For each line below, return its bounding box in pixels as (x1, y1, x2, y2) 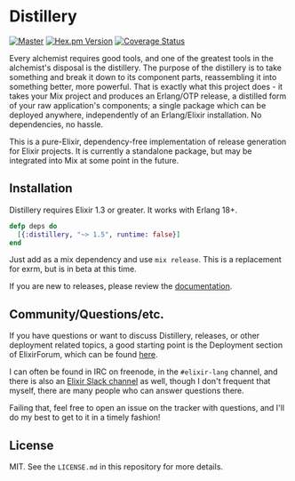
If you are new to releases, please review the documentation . (9, 281, 233, 292)
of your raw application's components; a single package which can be (9, 100, 267, 110)
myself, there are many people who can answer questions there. (9, 385, 244, 397)
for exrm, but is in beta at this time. (9, 264, 137, 275)
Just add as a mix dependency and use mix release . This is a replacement (9, 254, 282, 265)
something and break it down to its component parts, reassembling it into (9, 71, 277, 82)
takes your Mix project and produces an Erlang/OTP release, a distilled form (9, 91, 287, 101)
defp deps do (9, 221, 58, 230)
